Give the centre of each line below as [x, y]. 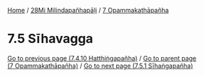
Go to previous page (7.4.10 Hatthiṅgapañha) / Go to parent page [102, 58]
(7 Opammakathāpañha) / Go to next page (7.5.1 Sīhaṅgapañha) [100, 66]
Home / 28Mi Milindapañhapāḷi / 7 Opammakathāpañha [88, 10]
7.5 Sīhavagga [50, 39]
